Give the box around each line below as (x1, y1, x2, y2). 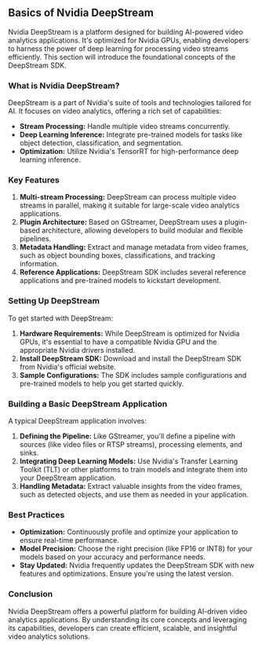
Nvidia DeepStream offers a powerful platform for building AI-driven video (8, 607, 248, 616)
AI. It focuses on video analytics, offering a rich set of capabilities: (8, 106, 222, 116)
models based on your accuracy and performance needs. (19, 552, 206, 562)
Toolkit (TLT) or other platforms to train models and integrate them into (19, 465, 248, 474)
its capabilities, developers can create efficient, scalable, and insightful (8, 623, 238, 632)
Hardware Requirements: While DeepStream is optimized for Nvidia (19, 328, 240, 338)
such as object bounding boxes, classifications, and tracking (19, 251, 216, 260)
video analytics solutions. (8, 632, 90, 641)
